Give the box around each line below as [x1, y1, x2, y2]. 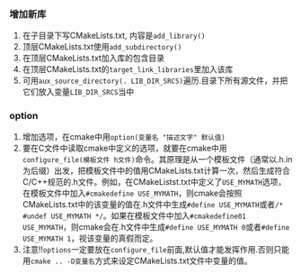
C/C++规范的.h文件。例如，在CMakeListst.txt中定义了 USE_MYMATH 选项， [22, 176, 287, 187]
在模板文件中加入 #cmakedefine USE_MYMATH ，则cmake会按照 [22, 187, 243, 198]
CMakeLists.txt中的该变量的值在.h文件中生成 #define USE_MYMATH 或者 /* [22, 198, 284, 209]
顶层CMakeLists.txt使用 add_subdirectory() [22, 41, 182, 52]
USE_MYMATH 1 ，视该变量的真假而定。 [22, 233, 158, 243]
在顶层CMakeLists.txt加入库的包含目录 [22, 52, 164, 64]
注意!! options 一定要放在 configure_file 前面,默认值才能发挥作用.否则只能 [22, 243, 290, 254]
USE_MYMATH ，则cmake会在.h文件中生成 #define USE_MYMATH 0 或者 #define [22, 221, 290, 232]
